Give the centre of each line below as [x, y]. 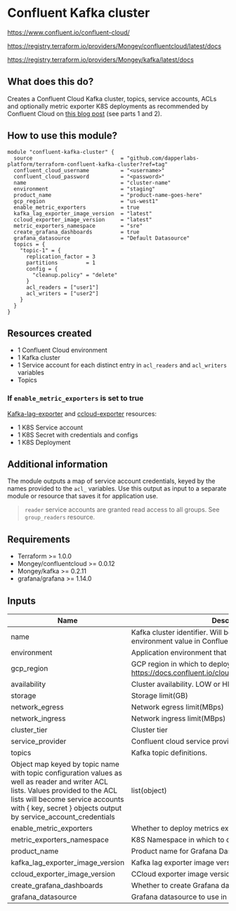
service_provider [39, 742]
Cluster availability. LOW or [176, 685]
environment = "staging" [85, 189]
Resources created [50, 333]
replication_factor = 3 [61, 257]
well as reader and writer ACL [60, 782]
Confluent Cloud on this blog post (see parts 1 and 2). [85, 113]
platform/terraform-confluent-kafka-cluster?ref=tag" [88, 164]
